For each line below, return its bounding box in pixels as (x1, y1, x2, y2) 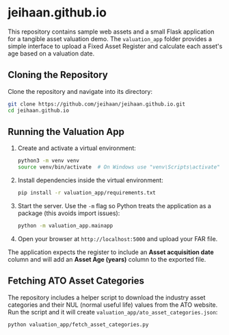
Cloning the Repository (8, 69, 108, 81)
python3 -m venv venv (17, 158, 80, 164)
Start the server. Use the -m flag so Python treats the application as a (17, 201, 211, 210)
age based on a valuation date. (8, 49, 95, 58)
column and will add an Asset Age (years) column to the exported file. (8, 255, 206, 263)
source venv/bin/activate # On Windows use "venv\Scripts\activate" (17, 164, 221, 171)
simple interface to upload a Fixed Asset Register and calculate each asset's (8, 42, 223, 50)
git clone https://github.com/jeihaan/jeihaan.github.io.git (8, 101, 186, 108)
